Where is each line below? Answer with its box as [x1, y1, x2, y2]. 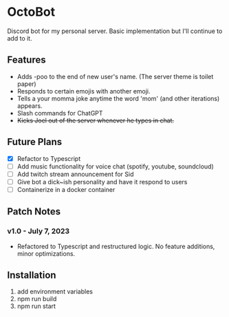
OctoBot [7, 4, 56, 20]
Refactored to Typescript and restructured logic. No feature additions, [17, 242, 215, 250]
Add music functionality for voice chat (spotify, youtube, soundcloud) [17, 162, 215, 171]
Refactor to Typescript [17, 154, 81, 162]
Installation [7, 269, 56, 281]
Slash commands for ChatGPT [17, 109, 103, 117]
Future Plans [7, 136, 63, 148]
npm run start [17, 302, 56, 310]
